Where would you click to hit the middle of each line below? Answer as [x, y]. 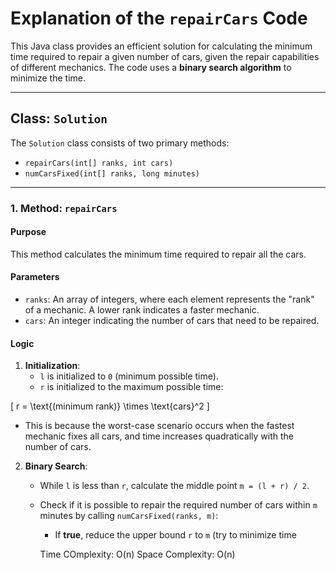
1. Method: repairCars [64, 208]
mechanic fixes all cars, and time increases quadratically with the [159, 436]
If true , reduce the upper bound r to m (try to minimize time [175, 535]
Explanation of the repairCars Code [159, 18]
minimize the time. [48, 78]
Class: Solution [59, 118]
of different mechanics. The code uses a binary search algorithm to [151, 67]
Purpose [28, 232]
